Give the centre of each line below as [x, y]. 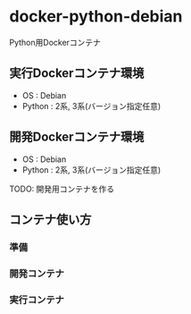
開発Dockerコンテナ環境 [77, 137]
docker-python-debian [96, 17]
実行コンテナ [37, 300]
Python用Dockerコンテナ [55, 42]
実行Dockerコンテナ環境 [77, 73]
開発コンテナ [37, 273]
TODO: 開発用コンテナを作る [62, 189]
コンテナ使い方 [50, 220]
